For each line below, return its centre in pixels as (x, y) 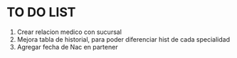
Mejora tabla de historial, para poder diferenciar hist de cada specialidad (123, 39)
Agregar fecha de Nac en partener (67, 47)
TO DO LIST (41, 12)
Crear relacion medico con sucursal (69, 32)
